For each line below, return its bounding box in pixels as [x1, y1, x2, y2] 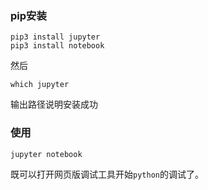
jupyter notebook [10, 149, 83, 159]
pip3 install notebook [10, 41, 105, 51]
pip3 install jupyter [10, 32, 101, 42]
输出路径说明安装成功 [10, 98, 98, 111]
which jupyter [10, 80, 70, 90]
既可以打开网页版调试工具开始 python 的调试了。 [10, 168, 204, 180]
